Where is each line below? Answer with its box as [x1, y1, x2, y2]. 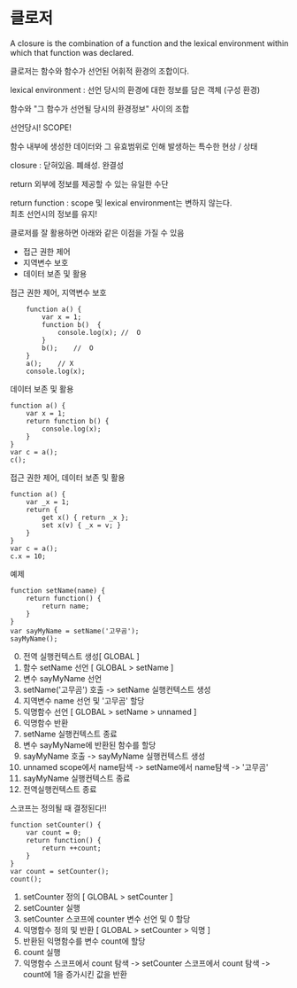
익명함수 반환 [22, 717, 69, 727]
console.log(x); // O [57, 328, 141, 337]
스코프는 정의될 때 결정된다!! [10, 803, 107, 813]
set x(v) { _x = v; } [42, 520, 122, 530]
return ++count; [42, 844, 102, 852]
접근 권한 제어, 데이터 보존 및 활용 [10, 471, 126, 483]
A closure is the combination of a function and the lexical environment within [10, 37, 289, 49]
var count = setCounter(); [10, 867, 110, 875]
